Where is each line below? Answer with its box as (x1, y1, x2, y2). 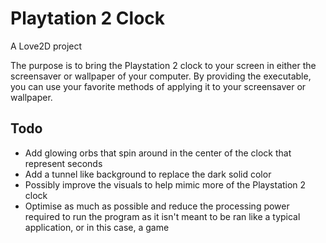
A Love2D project (10, 40, 83, 52)
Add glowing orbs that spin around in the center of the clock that (24, 147, 292, 159)
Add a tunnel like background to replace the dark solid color (24, 168, 272, 180)
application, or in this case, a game (24, 221, 170, 233)
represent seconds (24, 157, 103, 169)
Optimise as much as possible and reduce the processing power (24, 200, 290, 212)
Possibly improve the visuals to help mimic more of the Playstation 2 (24, 178, 307, 191)
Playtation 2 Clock (10, 7, 166, 30)
